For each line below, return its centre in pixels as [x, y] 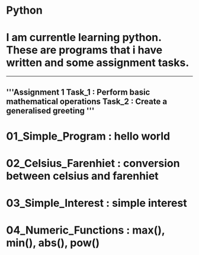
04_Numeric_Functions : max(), [86, 230]
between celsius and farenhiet [82, 176]
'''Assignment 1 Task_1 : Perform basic [78, 92]
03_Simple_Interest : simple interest [97, 203]
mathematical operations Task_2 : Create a [87, 101]
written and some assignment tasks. [98, 63]
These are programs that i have [84, 50]
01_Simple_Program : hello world [88, 136]
